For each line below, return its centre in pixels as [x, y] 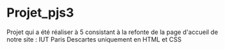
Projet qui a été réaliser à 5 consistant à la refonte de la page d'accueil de [112, 32]
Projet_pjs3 [40, 13]
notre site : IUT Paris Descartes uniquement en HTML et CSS [94, 39]
